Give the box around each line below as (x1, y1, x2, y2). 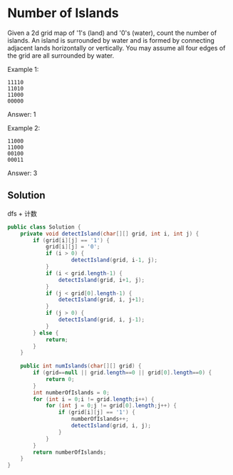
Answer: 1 (7, 110, 36, 118)
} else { (33, 329, 59, 336)
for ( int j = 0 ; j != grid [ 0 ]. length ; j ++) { (45, 402, 177, 409)
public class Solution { (7, 223, 81, 231)
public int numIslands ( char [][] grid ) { (20, 362, 142, 370)
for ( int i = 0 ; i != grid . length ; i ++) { (33, 395, 155, 403)
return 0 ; (45, 375, 75, 382)
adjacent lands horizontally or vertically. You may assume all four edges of (7, 43, 226, 52)
